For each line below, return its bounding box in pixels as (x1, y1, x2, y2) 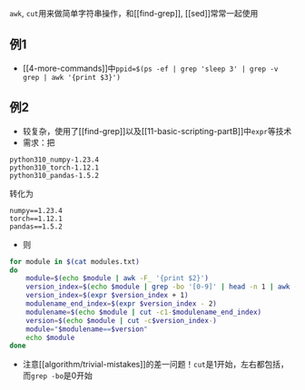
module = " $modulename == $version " (25, 325, 148, 334)
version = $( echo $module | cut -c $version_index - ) (25, 316, 218, 325)
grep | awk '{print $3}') (22, 73, 121, 82)
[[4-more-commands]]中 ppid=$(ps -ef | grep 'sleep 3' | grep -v (22, 63, 279, 73)
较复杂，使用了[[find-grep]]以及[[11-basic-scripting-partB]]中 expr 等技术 (22, 125, 292, 136)
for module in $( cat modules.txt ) (9, 257, 141, 266)
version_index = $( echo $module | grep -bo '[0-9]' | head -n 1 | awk (25, 282, 290, 292)
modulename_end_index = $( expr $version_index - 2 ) (25, 299, 218, 308)
